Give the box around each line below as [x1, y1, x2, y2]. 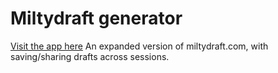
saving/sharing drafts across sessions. [10, 50, 170, 62]
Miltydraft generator [10, 7, 183, 30]
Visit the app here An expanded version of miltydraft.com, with [10, 40, 269, 52]
